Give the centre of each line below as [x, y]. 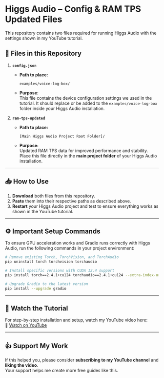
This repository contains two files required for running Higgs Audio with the [81, 33]
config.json [24, 66]
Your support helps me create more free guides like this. [61, 371]
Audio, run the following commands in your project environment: [70, 248]
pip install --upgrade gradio [36, 289]
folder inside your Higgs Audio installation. [62, 108]
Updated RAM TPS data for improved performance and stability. [83, 151]
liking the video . [21, 365]
